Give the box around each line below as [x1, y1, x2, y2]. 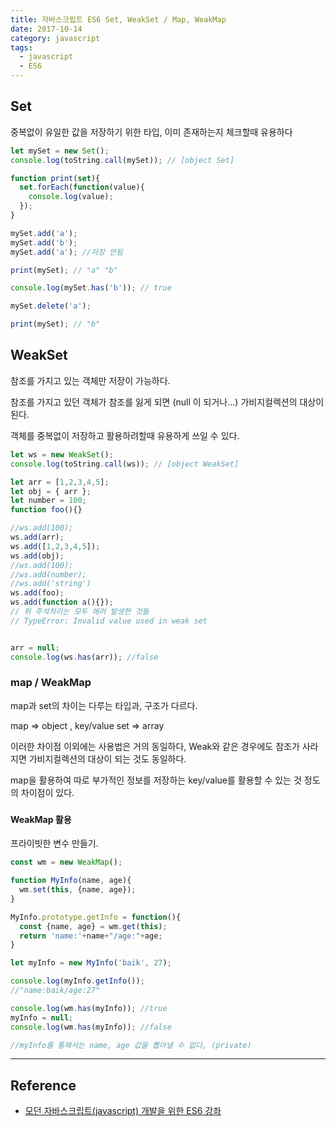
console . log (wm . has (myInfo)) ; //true [10, 1003, 168, 1013]
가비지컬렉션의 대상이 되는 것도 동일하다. [28, 752, 187, 765]
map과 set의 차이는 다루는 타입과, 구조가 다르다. [10, 699, 198, 711]
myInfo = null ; [10, 1012, 74, 1023]
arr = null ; [10, 642, 60, 653]
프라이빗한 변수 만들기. [10, 837, 99, 850]
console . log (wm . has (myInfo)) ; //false [10, 1022, 172, 1032]
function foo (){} [10, 505, 83, 515]
